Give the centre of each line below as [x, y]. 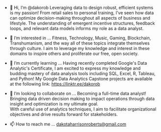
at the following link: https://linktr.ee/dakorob [55, 84]
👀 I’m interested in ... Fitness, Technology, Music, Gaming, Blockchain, [80, 38]
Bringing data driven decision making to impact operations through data [82, 99]
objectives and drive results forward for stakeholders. [64, 114]
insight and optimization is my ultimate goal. [54, 104]
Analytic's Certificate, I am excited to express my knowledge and [75, 68]
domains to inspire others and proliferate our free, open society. [74, 53]
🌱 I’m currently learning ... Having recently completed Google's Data [78, 63]
